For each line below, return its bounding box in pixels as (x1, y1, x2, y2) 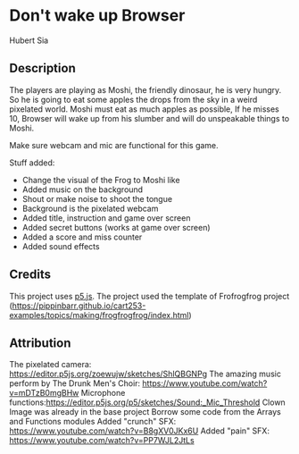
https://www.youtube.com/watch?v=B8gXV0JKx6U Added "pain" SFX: (9, 425, 270, 436)
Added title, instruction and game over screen (21, 212, 191, 223)
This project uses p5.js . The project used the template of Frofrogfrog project (9, 290, 290, 301)
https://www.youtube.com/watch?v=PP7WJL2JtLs (9, 435, 195, 446)
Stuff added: (9, 157, 55, 168)
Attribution (9, 335, 71, 350)
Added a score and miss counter (21, 231, 143, 242)
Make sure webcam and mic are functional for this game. (9, 139, 219, 150)
